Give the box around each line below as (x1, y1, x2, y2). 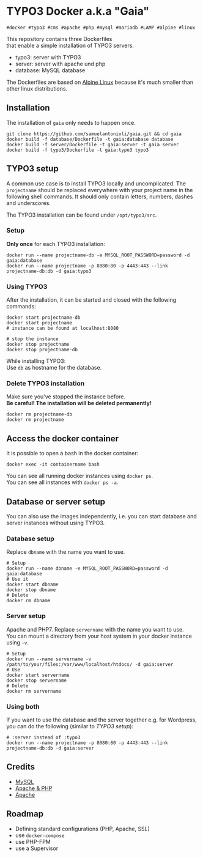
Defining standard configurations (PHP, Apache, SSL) (15, 825, 150, 832)
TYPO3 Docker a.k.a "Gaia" (6, 4, 150, 18)
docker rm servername (6, 688, 62, 694)
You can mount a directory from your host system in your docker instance (6, 632, 193, 640)
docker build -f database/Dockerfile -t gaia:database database (6, 136, 174, 142)
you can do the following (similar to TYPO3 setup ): (6, 722, 133, 729)
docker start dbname (6, 581, 59, 588)
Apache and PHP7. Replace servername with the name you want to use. (6, 625, 185, 633)
